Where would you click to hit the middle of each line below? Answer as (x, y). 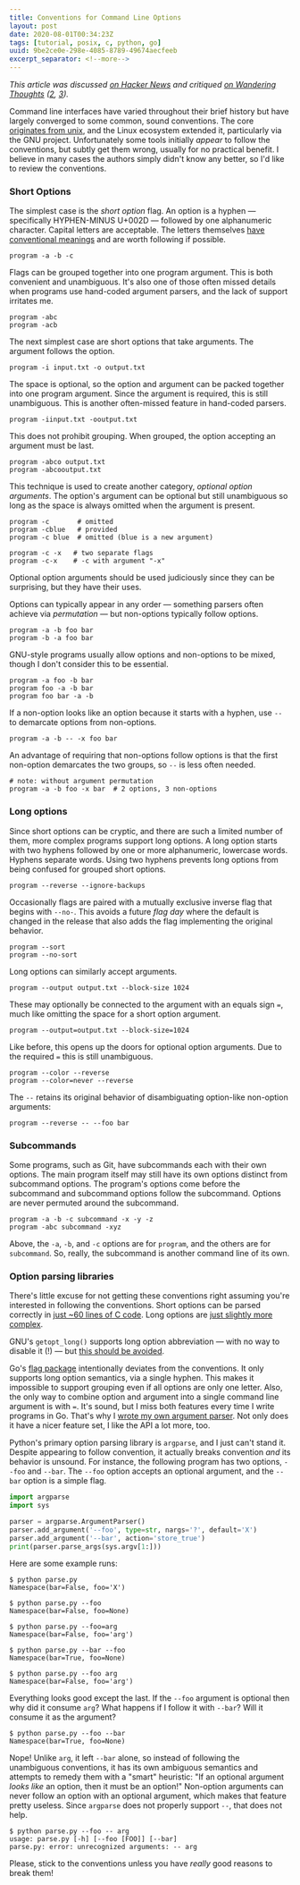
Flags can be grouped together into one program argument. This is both (142, 273)
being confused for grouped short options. (88, 869)
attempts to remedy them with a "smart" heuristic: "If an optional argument (146, 1777)
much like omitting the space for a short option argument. (115, 1014)
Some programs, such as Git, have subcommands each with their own (138, 1164)
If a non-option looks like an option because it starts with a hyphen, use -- (146, 713)
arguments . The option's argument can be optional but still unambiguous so (149, 496)
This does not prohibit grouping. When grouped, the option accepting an (142, 436)
